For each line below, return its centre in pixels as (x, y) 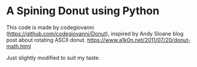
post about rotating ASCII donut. (46, 40)
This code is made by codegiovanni (50, 27)
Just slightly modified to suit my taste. (53, 58)
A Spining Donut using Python (83, 11)
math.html (19, 46)
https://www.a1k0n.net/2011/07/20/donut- (139, 40)
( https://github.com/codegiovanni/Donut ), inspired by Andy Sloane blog (95, 33)
